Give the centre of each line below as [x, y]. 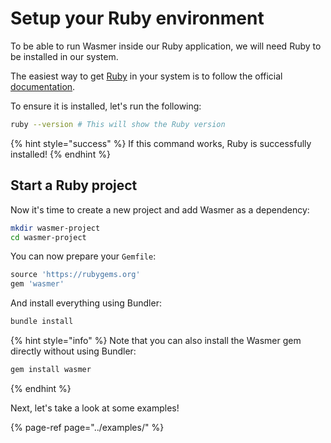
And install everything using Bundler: [86, 303]
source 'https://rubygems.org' [75, 275]
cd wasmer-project [48, 237]
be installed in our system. [64, 56]
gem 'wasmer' [37, 284]
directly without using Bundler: [73, 351]
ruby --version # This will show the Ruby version [118, 124]
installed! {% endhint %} [60, 154]
